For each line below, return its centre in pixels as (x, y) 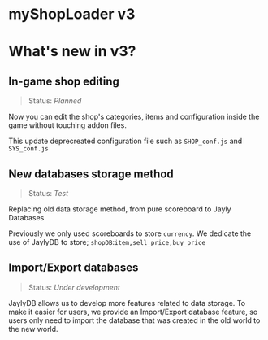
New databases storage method (91, 174)
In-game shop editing (64, 81)
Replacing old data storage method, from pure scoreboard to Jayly (120, 209)
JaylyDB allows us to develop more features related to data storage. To (127, 303)
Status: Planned (55, 101)
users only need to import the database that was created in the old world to (134, 320)
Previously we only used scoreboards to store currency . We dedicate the (130, 233)
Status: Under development (74, 287)
